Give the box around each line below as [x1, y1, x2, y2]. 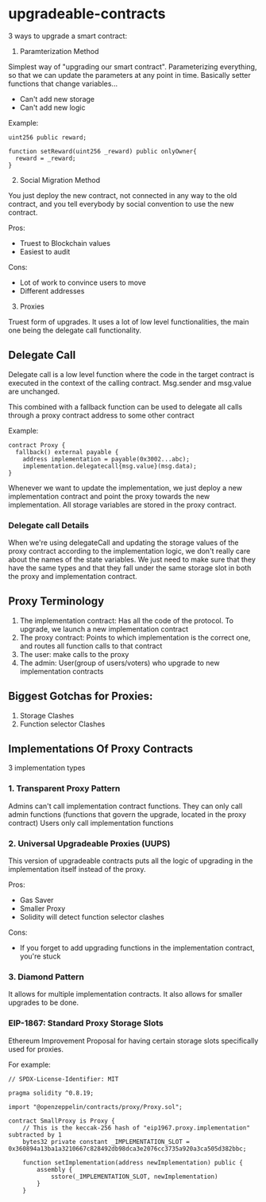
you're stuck [19, 951, 61, 961]
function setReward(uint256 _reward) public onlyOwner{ [8, 147, 197, 155]
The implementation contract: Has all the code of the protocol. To [19, 616, 234, 625]
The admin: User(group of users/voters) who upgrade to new [19, 658, 220, 667]
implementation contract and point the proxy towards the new [8, 491, 210, 501]
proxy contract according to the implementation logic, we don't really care [8, 547, 251, 556]
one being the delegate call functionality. [8, 325, 141, 335]
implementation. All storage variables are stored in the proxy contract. [8, 500, 237, 509]
